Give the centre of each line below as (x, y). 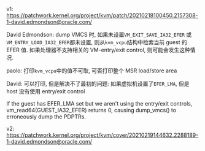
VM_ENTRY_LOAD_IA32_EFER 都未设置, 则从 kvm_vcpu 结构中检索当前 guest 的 (97, 42)
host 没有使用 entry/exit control (46, 91)
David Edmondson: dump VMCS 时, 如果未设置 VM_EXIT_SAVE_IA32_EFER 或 (99, 34)
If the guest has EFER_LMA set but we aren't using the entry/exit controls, (99, 103)
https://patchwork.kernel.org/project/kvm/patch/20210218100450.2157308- (102, 15)
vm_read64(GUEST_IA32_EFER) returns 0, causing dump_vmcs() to (91, 110)
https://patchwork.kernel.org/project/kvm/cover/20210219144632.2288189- (102, 135)
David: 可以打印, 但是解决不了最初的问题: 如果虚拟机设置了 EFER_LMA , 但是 (98, 83)
